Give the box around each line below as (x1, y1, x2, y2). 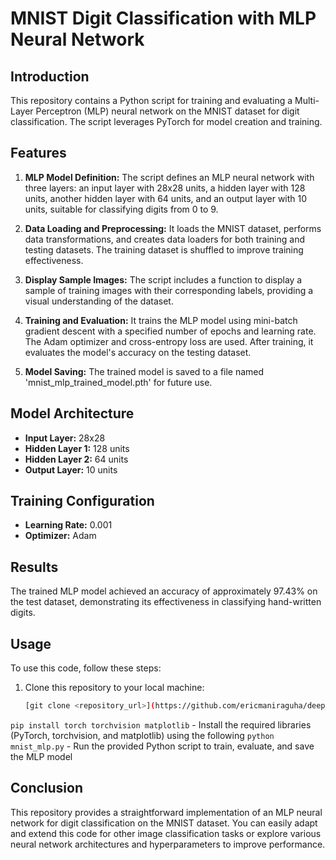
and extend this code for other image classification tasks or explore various (10, 827, 322, 839)
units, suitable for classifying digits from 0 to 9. (24, 203, 219, 215)
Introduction (10, 68, 90, 85)
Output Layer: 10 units (24, 463, 118, 476)
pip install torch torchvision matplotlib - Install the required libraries (10, 718, 312, 731)
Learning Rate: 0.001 (24, 519, 113, 531)
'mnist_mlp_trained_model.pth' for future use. (24, 376, 213, 388)
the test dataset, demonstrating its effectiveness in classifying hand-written (10, 596, 322, 608)
